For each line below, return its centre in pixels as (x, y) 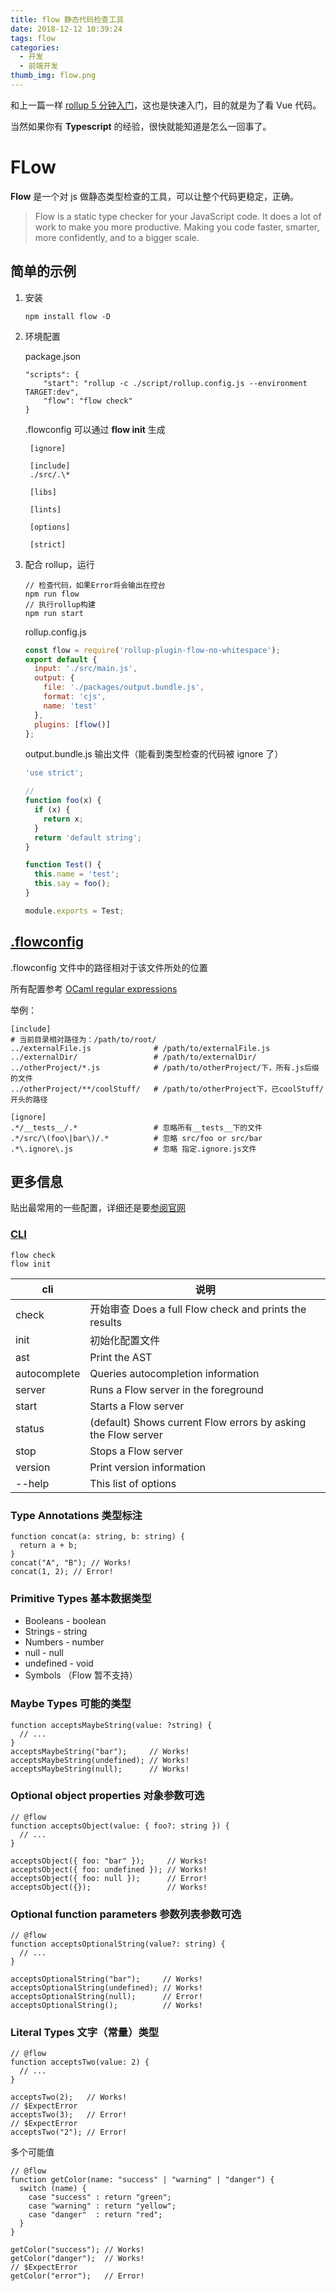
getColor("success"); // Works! (77, 2250)
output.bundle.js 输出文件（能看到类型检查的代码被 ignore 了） (154, 754)
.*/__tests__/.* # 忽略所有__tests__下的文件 (136, 1127)
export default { (61, 659)
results (105, 1322)
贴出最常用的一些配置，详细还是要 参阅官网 (98, 1208)
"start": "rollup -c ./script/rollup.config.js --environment (175, 383)
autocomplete (48, 1373)
